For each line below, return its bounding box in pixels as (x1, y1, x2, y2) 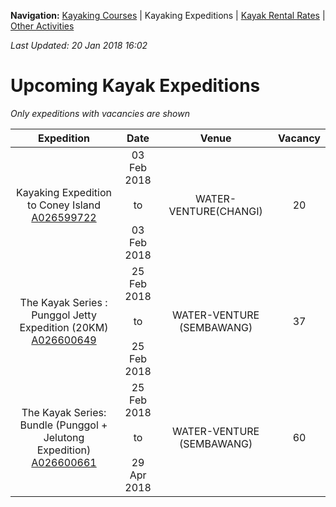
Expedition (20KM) (19, 320, 109, 334)
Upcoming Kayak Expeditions (10, 75, 261, 97)
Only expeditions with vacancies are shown (10, 107, 190, 119)
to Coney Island (27, 198, 101, 212)
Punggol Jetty (31, 308, 97, 322)
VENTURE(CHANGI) (168, 204, 263, 218)
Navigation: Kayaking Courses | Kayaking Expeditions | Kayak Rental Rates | (10, 10, 326, 21)
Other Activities (10, 20, 75, 32)
